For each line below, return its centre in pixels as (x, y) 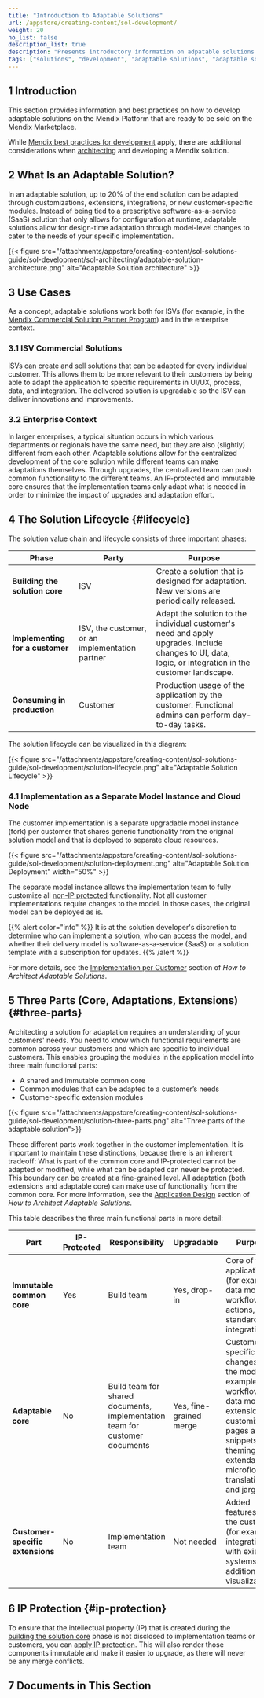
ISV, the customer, (112, 628)
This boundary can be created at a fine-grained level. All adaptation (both (127, 1178)
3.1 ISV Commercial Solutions (65, 348)
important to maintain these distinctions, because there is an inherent (120, 1152)
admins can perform (193, 715)
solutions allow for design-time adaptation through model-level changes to (129, 227)
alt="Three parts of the (208, 1120)
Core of (239, 1260)
